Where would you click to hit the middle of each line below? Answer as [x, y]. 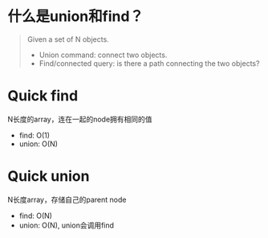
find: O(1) [34, 135]
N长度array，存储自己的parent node [67, 199]
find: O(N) [36, 215]
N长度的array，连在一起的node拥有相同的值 [80, 119]
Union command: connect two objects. [103, 55]
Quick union [49, 176]
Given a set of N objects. [68, 39]
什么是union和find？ [76, 16]
